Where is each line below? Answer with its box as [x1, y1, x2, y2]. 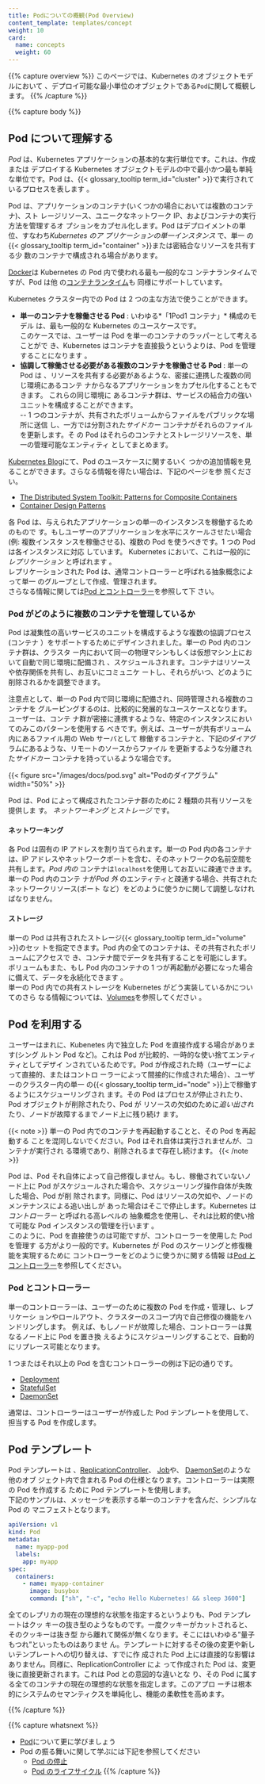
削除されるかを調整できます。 [8, 677, 105, 687]
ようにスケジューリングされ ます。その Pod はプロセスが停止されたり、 [14, 1089, 248, 1099]
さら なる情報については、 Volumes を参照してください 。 [21, 992, 206, 1001]
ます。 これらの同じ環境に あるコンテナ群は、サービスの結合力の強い [26, 390, 252, 400]
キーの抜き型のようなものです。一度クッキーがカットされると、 [44, 1620, 252, 1629]
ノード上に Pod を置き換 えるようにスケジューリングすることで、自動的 [21, 1331, 255, 1341]
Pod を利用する [8, 1017, 83, 1031]
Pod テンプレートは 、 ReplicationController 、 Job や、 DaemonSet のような [8, 1465, 252, 1475]
